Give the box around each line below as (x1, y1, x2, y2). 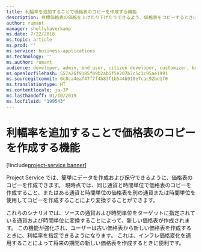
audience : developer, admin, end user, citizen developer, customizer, (6, 64, 189, 71)
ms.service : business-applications (6, 48, 96, 54)
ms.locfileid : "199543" (6, 98, 66, 104)
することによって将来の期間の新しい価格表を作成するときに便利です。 (11, 239, 185, 247)
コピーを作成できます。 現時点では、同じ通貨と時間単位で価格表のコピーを (6, 181, 192, 188)
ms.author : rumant (6, 59, 52, 65)
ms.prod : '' (6, 43, 36, 49)
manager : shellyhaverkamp (6, 25, 71, 32)
